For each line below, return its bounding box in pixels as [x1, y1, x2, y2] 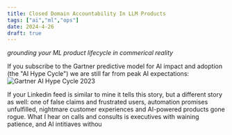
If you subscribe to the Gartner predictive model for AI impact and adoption [7, 62, 223, 70]
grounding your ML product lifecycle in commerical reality [7, 49, 174, 57]
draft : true [7, 29, 42, 37]
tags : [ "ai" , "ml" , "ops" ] [7, 17, 79, 24]
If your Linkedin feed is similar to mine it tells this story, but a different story [7, 90, 223, 99]
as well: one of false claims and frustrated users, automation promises [7, 98, 208, 106]
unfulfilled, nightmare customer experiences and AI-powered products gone [7, 105, 226, 113]
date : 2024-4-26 [7, 23, 54, 30]
